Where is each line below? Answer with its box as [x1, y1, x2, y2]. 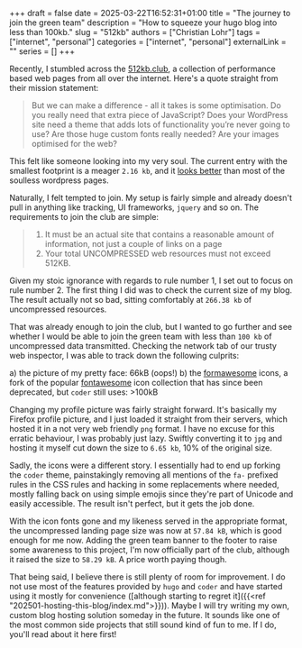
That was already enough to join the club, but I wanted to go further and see [9, 322, 293, 332]
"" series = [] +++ [9, 46, 75, 57]
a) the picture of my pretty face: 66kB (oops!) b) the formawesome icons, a [9, 368, 288, 378]
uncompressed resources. [9, 304, 107, 315]
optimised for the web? [31, 139, 117, 149]
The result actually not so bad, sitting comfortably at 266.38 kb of [9, 295, 252, 305]
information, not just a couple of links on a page [44, 239, 223, 249]
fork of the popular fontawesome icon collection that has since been [9, 378, 263, 388]
